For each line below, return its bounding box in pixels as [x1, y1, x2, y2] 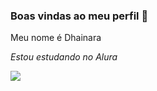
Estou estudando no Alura [10, 51, 118, 63]
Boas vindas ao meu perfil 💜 [10, 9, 149, 23]
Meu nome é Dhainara [10, 32, 102, 44]
